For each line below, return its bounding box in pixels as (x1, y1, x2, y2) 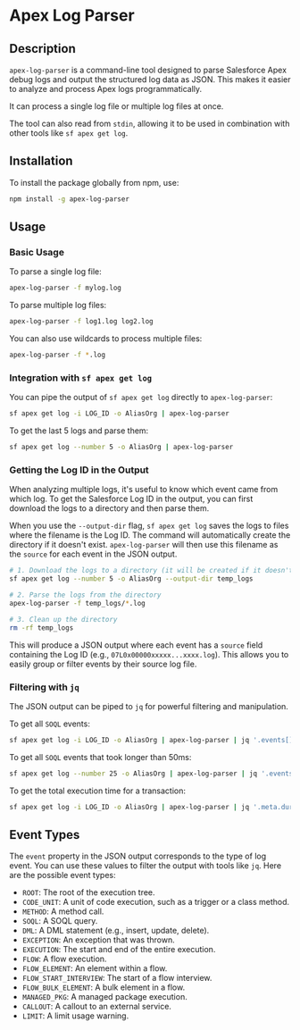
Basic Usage (9, 247, 65, 258)
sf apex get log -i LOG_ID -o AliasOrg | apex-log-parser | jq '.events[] (9, 735, 294, 744)
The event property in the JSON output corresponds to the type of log (9, 850, 267, 862)
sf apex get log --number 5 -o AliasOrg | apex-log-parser (9, 443, 234, 452)
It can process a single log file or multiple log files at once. (9, 101, 224, 112)
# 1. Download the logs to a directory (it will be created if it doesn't (9, 566, 294, 575)
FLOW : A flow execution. (21, 953, 107, 965)
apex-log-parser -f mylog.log (9, 283, 122, 293)
